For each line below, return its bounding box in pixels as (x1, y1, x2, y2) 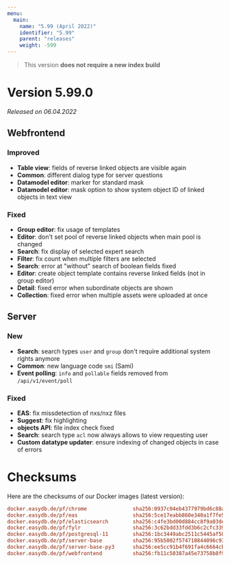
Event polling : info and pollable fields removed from (16, 368, 168, 377)
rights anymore (16, 354, 60, 362)
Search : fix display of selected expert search (16, 247, 144, 255)
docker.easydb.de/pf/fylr (7, 524, 81, 532)
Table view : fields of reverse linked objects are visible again (16, 163, 187, 172)
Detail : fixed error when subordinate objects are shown (16, 283, 173, 292)
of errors (16, 445, 42, 454)
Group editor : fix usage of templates (16, 225, 120, 233)
